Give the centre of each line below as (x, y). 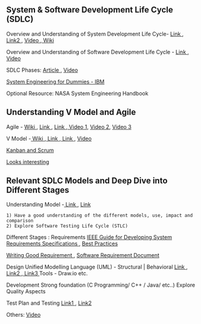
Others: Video (24, 315)
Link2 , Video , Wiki (30, 40)
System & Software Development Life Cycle (90, 10)
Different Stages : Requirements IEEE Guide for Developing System (89, 237)
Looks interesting (28, 161)
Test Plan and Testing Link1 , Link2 (49, 303)
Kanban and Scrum (30, 150)
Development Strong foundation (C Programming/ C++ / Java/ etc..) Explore (101, 285)
